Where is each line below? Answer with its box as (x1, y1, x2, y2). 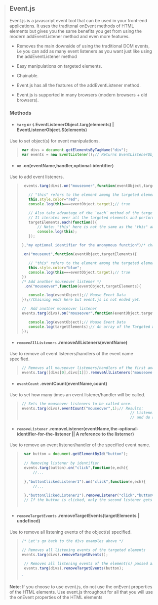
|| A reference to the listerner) (71, 431, 134, 437)
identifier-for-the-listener (16, 431, 71, 437)
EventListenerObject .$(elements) (16, 127, 87, 133)
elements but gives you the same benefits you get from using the (9, 28, 142, 34)
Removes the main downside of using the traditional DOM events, (16, 43, 150, 49)
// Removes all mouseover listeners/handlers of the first (21, 365, 146, 371)
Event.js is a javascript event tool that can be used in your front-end (9, 17, 148, 23)
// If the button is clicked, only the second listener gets (24, 498, 153, 503)
